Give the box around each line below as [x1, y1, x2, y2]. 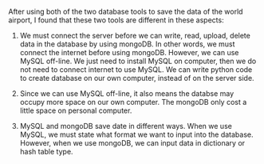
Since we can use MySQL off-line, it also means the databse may [19, 89, 234, 98]
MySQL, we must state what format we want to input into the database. [19, 130, 254, 139]
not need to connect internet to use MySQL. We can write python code [19, 65, 253, 74]
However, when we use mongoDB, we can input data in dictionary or [19, 138, 246, 147]
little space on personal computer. [19, 106, 132, 115]
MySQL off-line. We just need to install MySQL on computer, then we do [19, 56, 257, 66]
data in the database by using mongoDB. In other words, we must [19, 39, 235, 49]
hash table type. [19, 147, 73, 156]
